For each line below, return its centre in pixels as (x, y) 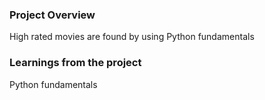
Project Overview (52, 15)
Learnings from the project (75, 63)
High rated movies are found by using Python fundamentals (132, 37)
